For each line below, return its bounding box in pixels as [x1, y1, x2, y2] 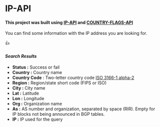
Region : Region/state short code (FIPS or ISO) [12, 79, 107, 86]
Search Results [5, 53, 37, 59]
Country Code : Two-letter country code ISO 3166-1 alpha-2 [12, 75, 134, 80]
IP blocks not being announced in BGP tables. [12, 111, 105, 117]
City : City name [12, 85, 46, 91]
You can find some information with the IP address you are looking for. [5, 30, 147, 36]
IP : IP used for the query [12, 116, 63, 122]
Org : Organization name [12, 101, 62, 106]
